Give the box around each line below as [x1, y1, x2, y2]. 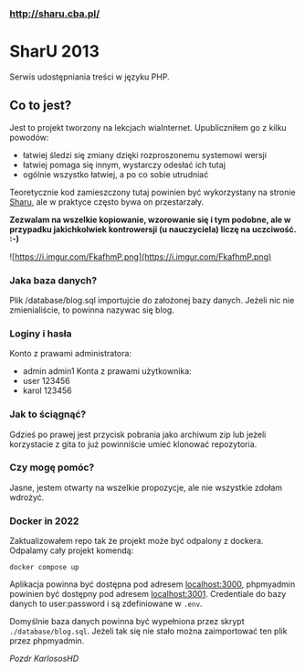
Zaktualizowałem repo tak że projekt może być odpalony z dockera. [9, 536, 264, 547]
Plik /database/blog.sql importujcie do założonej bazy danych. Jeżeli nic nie [9, 294, 295, 305]
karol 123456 [22, 385, 73, 396]
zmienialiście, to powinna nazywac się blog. [9, 304, 175, 315]
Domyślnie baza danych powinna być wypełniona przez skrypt [9, 616, 245, 627]
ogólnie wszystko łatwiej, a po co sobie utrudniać [22, 168, 209, 180]
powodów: [9, 132, 49, 143]
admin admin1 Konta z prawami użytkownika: [22, 366, 192, 377]
